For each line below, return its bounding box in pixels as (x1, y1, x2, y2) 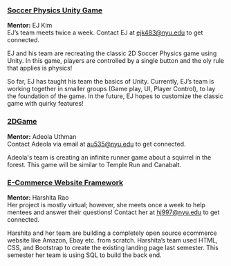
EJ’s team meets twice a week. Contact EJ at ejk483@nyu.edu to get (7, 28, 203, 37)
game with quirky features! (7, 99, 84, 108)
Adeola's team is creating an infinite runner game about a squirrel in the (7, 153, 212, 161)
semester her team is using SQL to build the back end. (7, 251, 162, 259)
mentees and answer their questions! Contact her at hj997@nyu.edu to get (7, 208, 220, 216)
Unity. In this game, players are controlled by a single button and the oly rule (7, 57, 225, 65)
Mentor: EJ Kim (7, 21, 53, 30)
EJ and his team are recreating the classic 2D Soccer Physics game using (7, 49, 217, 57)
